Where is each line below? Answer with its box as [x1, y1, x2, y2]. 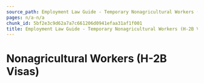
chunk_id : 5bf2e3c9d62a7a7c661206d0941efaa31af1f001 [6, 20, 143, 26]
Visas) [6, 65, 39, 79]
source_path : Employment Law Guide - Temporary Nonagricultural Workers [6, 8, 194, 15]
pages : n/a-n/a [6, 15, 45, 21]
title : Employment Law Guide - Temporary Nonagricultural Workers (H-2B [6, 25, 194, 32]
